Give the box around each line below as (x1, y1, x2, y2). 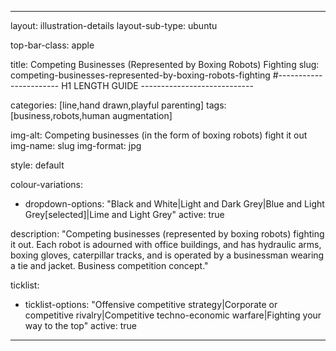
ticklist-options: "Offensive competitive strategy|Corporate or (24, 299, 278, 310)
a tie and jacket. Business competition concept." (10, 260, 209, 271)
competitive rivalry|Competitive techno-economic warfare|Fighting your (24, 309, 322, 321)
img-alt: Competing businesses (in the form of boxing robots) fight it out (10, 129, 308, 141)
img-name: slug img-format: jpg (10, 140, 142, 151)
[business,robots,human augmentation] (10, 110, 173, 121)
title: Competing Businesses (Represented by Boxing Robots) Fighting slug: (10, 59, 320, 70)
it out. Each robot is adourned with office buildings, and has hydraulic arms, (10, 239, 322, 250)
